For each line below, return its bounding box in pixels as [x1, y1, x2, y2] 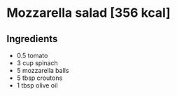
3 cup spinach [16, 59, 58, 67]
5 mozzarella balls [16, 67, 69, 74]
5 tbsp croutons [16, 74, 63, 82]
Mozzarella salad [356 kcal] [6, 5, 171, 21]
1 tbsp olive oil [16, 81, 58, 89]
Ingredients [6, 33, 58, 45]
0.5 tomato [16, 51, 48, 60]
